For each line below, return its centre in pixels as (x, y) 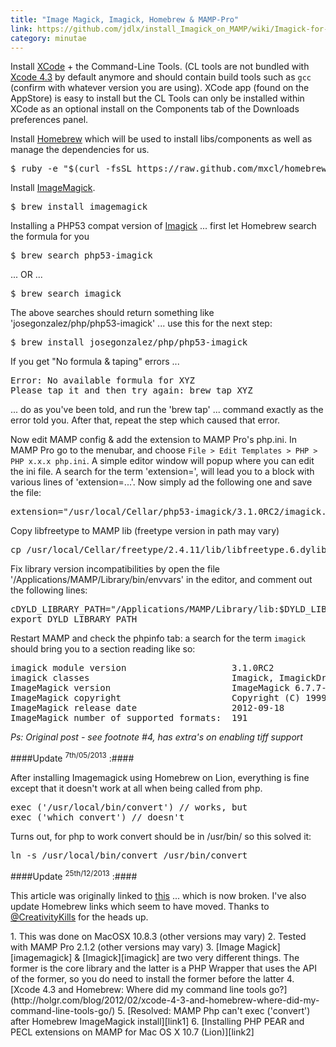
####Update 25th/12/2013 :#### (74, 875)
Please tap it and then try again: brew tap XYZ (131, 390)
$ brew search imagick (66, 294)
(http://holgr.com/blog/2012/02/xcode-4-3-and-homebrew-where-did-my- (165, 1000)
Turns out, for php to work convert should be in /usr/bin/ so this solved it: (161, 837)
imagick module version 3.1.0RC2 (142, 668)
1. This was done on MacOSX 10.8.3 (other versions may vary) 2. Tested (158, 936)
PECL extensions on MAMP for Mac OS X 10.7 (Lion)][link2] (132, 1032)
